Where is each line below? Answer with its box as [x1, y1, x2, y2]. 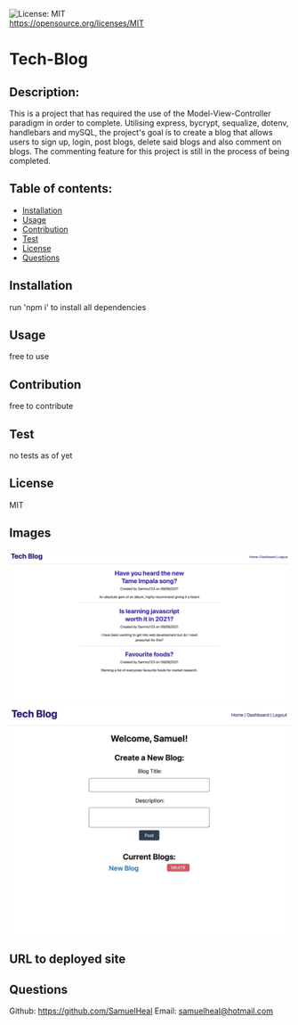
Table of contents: [9, 181, 113, 196]
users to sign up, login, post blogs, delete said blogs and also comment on [9, 136, 282, 147]
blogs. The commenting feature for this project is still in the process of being [9, 146, 290, 156]
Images [9, 526, 52, 541]
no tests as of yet [9, 450, 73, 461]
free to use [9, 351, 50, 362]
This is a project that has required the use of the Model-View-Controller [9, 108, 271, 119]
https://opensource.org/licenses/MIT [9, 18, 144, 29]
